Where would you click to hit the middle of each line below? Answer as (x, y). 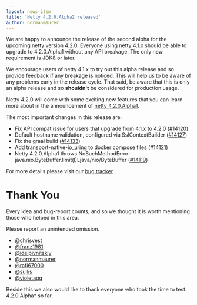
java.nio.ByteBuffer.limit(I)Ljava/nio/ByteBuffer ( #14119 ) (81, 160)
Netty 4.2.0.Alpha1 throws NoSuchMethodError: (72, 154)
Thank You (33, 195)
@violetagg (29, 278)
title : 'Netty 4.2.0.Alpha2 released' (54, 17)
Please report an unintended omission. (53, 229)
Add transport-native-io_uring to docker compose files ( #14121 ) (91, 147)
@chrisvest (28, 241)
